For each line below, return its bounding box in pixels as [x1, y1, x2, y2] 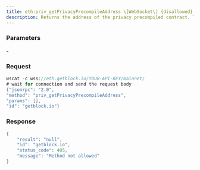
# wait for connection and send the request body [6, 81, 132, 87]
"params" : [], [6, 97, 42, 104]
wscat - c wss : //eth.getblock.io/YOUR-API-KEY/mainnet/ [6, 75, 145, 82]
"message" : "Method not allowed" [17, 153, 100, 159]
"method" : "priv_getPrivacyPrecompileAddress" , [6, 92, 127, 98]
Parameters [6, 34, 40, 42]
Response [6, 117, 36, 125]
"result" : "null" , [17, 136, 62, 143]
